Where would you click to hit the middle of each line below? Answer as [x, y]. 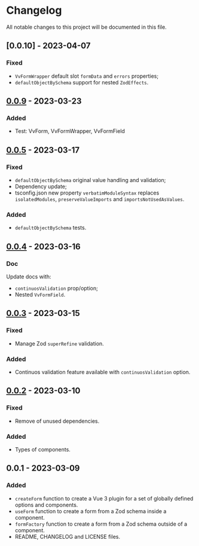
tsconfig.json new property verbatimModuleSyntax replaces [87, 193]
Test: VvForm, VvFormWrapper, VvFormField [70, 131]
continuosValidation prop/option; [56, 288]
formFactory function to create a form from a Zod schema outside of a [101, 524]
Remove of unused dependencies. [57, 421]
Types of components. [42, 449]
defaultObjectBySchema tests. [50, 227]
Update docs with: [29, 277]
